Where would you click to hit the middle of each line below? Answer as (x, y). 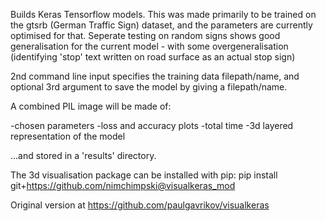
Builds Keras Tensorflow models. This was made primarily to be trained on (163, 14)
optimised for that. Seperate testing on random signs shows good (145, 35)
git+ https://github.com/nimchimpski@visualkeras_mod (123, 185)
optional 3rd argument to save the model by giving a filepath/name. (149, 87)
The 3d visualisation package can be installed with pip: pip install (144, 175)
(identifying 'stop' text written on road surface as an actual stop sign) (153, 57)
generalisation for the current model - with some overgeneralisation (149, 46)
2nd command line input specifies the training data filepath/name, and (155, 76)
